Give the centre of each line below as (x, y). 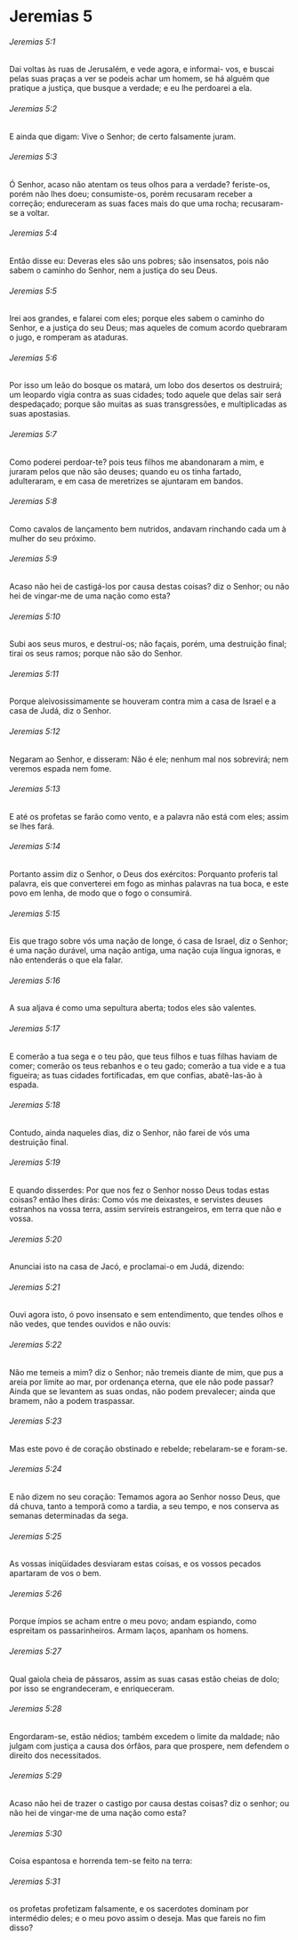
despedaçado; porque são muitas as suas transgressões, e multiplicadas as (148, 404)
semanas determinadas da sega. (69, 1516)
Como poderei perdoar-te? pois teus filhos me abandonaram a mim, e (137, 462)
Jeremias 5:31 (35, 1881)
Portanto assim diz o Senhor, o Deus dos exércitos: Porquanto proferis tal (144, 874)
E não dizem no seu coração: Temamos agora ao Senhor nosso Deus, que (145, 1497)
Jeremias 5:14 (35, 846)
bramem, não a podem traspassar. (72, 1400)
